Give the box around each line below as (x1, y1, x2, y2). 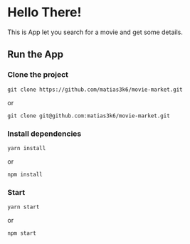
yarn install (7, 144, 46, 152)
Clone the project (7, 70, 69, 80)
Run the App (7, 48, 64, 60)
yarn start (7, 203, 40, 211)
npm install (7, 171, 43, 178)
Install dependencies (7, 129, 82, 139)
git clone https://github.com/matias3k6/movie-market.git (7, 86, 183, 93)
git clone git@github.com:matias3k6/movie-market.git (7, 112, 171, 120)
